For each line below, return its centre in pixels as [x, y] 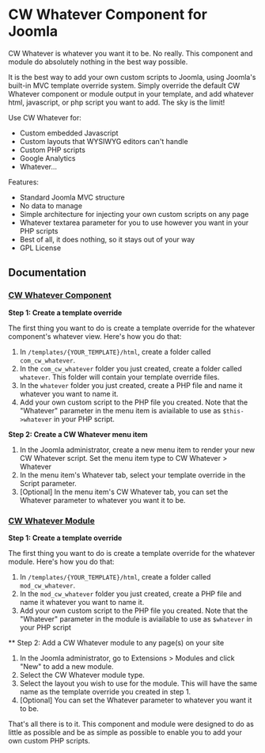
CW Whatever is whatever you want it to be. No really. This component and [131, 53]
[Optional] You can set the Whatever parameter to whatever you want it [136, 700]
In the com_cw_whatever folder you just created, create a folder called [131, 368]
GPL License [40, 248]
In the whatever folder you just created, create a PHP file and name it [131, 385]
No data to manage [51, 205]
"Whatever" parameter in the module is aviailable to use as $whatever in [136, 618]
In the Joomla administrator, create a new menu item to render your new [137, 450]
